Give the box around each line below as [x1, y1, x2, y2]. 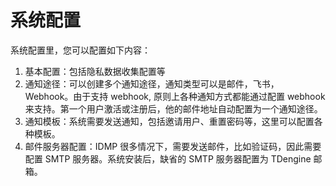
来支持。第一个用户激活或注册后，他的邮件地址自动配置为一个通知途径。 [24, 102, 323, 115]
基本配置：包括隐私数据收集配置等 [24, 65, 166, 77]
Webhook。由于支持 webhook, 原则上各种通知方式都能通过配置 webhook [24, 90, 326, 102]
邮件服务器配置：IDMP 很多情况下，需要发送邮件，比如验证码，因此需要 [24, 140, 322, 152]
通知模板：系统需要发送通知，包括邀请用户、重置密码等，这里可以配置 [24, 115, 315, 127]
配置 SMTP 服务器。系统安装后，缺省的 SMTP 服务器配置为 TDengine [24, 152, 312, 165]
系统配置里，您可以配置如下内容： [10, 44, 151, 56]
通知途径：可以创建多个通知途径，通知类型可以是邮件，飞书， [24, 77, 280, 90]
